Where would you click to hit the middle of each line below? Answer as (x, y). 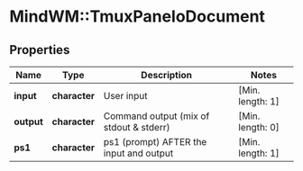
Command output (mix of (156, 116)
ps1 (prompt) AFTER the (155, 142)
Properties (40, 50)
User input (125, 96)
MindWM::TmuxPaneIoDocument (138, 17)
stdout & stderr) (137, 127)
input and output (138, 153)
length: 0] (259, 127)
